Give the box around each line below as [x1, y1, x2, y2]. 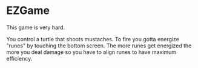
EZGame [6, 4, 50, 18]
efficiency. [6, 55, 33, 62]
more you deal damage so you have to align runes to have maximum [6, 48, 177, 55]
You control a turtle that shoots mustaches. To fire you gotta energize [6, 35, 180, 42]
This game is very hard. [6, 24, 65, 31]
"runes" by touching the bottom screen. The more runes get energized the [6, 42, 192, 49]
